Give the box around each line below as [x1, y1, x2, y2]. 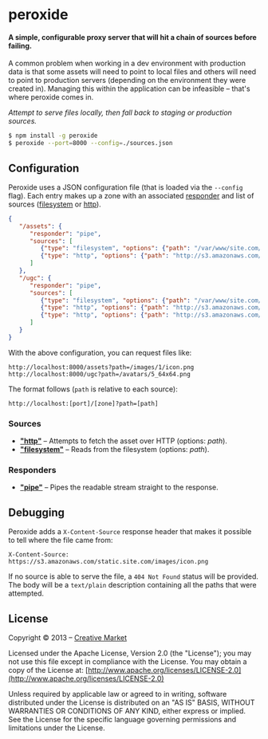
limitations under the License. [8, 723, 105, 733]
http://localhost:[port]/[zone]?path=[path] [8, 399, 159, 407]
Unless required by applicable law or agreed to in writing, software [8, 690, 227, 699]
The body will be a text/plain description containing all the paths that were [8, 580, 257, 590]
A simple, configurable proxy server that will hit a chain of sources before [8, 32, 257, 41]
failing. [8, 41, 33, 50]
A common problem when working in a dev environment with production [8, 58, 246, 69]
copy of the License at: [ [8, 666, 89, 675]
